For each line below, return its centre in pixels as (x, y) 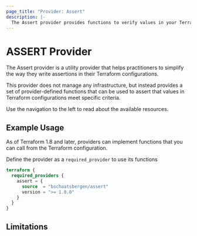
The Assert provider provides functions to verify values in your (94, 22)
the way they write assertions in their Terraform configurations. (82, 74)
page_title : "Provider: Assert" (45, 11)
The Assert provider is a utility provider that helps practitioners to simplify (95, 68)
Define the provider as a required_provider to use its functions (82, 160)
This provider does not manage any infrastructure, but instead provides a (94, 85)
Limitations (27, 227)
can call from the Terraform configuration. (57, 148)
